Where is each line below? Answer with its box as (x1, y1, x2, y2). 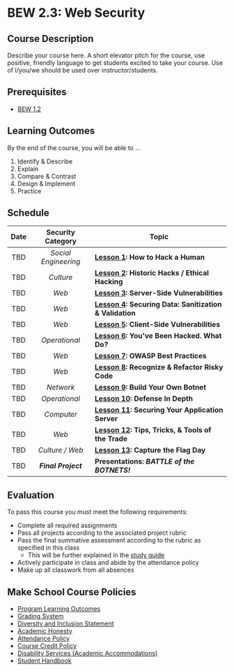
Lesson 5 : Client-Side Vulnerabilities (95, 320, 221, 330)
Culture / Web (38, 445, 84, 455)
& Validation (95, 309, 136, 318)
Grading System (17, 612, 64, 621)
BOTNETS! (95, 466, 131, 475)
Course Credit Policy (17, 642, 77, 650)
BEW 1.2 (17, 105, 42, 113)
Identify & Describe (17, 157, 73, 165)
